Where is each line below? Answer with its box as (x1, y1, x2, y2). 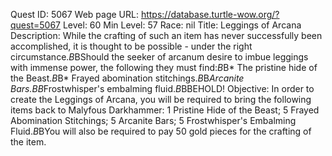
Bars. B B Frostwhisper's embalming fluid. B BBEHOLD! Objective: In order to (10, 83, 315, 94)
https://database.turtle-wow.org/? (140, 9, 280, 20)
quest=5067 (10, 19, 61, 31)
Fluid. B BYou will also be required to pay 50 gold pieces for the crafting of (10, 125, 312, 137)
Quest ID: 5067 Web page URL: (10, 9, 139, 20)
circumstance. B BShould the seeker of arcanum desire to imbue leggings (10, 51, 309, 63)
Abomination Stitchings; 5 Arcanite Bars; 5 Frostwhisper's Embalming (10, 115, 297, 126)
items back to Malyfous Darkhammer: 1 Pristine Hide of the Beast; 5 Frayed (10, 104, 320, 116)
